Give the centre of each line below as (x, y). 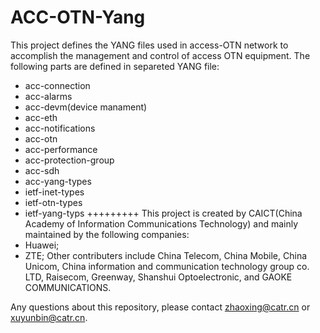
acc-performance (61, 149)
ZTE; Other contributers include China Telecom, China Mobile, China (166, 255)
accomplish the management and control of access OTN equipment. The (160, 55)
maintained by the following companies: (107, 234)
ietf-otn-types (53, 202)
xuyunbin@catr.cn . (49, 317)
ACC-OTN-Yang (78, 17)
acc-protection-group (69, 160)
